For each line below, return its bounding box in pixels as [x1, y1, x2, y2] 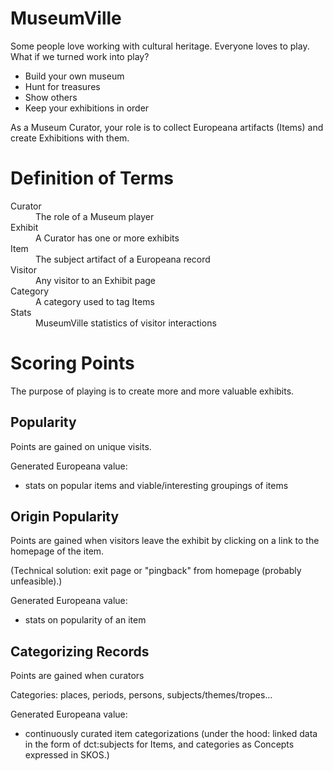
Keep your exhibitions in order [24, 102, 150, 114]
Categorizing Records [10, 643, 150, 660]
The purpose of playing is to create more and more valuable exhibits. [10, 385, 295, 397]
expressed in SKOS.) [24, 749, 110, 761]
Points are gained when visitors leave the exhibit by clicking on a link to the [10, 535, 320, 547]
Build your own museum [24, 70, 125, 82]
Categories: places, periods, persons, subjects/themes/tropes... [10, 689, 273, 701]
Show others [24, 91, 78, 103]
